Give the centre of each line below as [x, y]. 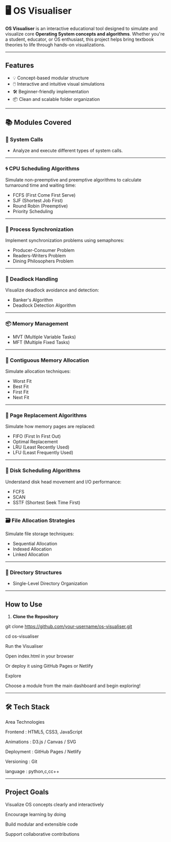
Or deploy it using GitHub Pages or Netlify [49, 666]
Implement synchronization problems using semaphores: [65, 241]
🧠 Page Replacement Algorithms [46, 415]
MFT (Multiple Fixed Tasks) [41, 342]
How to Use [24, 604]
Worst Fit [22, 381]
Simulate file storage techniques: [40, 534]
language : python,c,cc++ [32, 771]
